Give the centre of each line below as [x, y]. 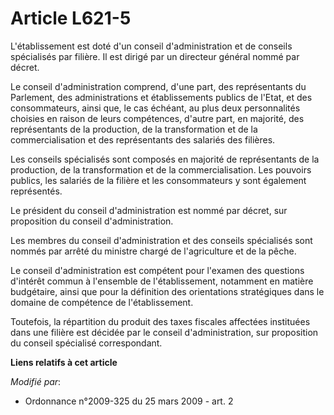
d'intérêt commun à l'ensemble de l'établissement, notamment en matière [162, 281]
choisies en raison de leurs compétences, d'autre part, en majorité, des [157, 118]
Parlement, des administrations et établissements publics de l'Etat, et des [161, 97]
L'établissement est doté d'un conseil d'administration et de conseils [151, 46]
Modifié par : [36, 381]
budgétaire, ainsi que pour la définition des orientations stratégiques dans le [167, 291]
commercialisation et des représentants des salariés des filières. [143, 139]
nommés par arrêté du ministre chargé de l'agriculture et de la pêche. [153, 251]
